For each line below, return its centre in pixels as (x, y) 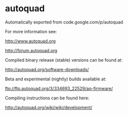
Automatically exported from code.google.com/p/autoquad (64, 22)
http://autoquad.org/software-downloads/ (47, 69)
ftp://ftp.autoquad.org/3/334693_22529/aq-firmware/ (59, 88)
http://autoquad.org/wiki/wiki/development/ (49, 107)
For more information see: (31, 31)
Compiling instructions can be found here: (47, 98)
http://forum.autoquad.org (31, 50)
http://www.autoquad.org (30, 41)
